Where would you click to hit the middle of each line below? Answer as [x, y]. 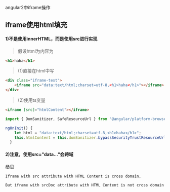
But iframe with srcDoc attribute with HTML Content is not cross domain [85, 185]
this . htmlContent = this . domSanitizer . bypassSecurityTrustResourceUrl [90, 138]
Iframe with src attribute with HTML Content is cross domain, [73, 176]
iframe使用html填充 [36, 25]
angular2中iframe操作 [28, 7]
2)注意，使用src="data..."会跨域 [39, 154]
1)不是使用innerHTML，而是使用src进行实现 [51, 39]
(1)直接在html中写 [36, 71]
